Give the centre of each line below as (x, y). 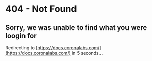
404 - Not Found (41, 9)
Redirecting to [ (21, 48)
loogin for (21, 35)
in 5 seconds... (87, 53)
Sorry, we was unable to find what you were (76, 28)
